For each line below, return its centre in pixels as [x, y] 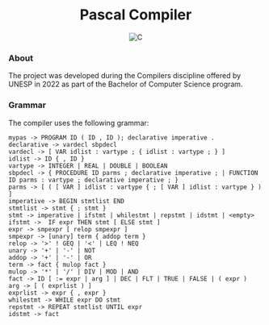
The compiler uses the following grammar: [79, 123]
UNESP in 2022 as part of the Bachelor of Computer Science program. [126, 84]
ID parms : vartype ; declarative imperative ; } [94, 180]
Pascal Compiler [136, 15]
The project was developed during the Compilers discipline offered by [125, 76]
